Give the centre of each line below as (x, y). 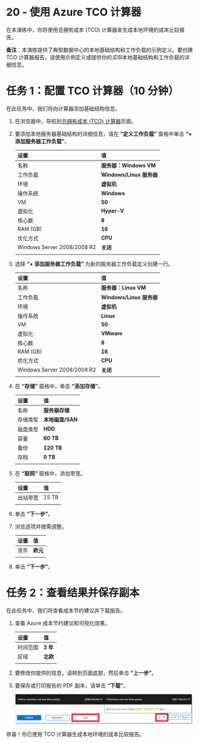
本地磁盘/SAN (61, 420)
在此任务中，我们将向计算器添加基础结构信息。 (63, 108)
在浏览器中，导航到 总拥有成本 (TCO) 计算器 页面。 (76, 121)
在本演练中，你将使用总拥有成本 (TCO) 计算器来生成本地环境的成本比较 (93, 30)
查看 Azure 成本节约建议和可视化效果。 (62, 623)
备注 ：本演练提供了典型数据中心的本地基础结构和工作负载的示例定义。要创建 (99, 50)
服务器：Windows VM (128, 165)
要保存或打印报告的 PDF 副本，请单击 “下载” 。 (71, 685)
